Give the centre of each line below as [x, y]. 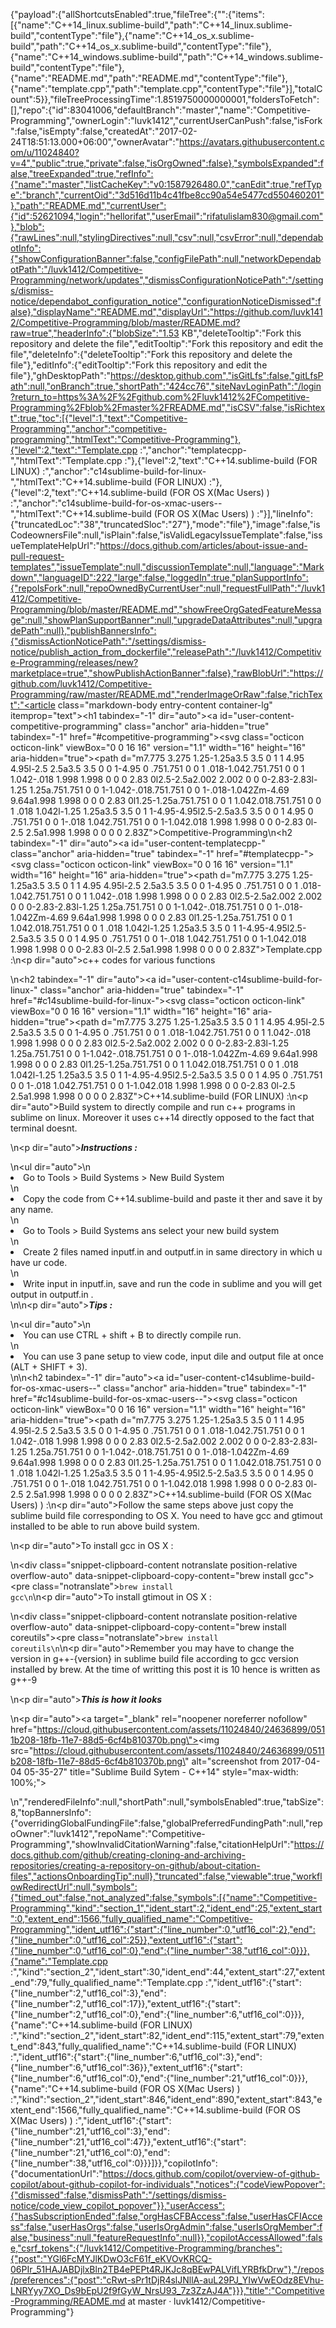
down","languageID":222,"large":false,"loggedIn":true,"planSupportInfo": [159, 577]
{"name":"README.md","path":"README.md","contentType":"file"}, [149, 78]
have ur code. [39, 1262]
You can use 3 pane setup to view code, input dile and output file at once [173, 1356]
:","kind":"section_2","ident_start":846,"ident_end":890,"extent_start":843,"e [166, 2099]
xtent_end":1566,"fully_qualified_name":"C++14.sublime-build [136, 2110]
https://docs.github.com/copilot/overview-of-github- [211, 2173]
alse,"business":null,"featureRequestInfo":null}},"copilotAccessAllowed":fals [166, 2237]
